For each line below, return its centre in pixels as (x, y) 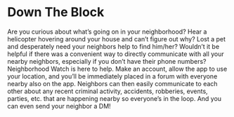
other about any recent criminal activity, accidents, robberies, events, (108, 91)
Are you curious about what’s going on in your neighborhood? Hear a (107, 32)
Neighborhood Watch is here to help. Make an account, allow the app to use (117, 69)
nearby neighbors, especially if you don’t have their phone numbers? (107, 61)
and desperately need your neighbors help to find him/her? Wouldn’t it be (113, 46)
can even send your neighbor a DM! (59, 106)
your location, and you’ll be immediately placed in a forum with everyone (112, 76)
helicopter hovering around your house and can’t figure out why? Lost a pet (117, 39)
